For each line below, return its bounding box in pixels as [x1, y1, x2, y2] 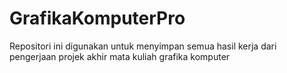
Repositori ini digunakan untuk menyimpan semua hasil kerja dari [9, 40, 277, 52]
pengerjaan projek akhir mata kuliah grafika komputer [9, 50, 231, 62]
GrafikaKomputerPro [9, 7, 186, 30]
